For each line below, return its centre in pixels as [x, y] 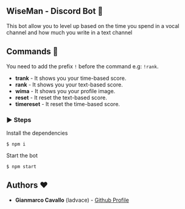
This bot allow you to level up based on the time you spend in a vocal [93, 26]
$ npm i [16, 144]
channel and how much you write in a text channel [69, 32]
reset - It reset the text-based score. [61, 97]
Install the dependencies [37, 133]
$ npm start [21, 166]
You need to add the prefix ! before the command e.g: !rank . [83, 66]
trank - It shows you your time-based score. [71, 78]
